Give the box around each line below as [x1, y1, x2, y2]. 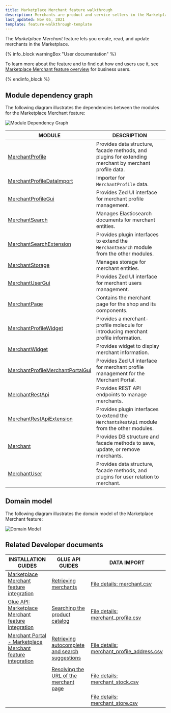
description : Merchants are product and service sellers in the [5, 12, 145, 17]
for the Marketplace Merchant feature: [5, 110, 85, 116]
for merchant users [96, 279, 142, 287]
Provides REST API [96, 385, 141, 392]
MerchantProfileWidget [8, 325, 64, 332]
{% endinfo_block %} [5, 76, 50, 82]
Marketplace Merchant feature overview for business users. [5, 66, 131, 72]
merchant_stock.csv [91, 678, 139, 685]
